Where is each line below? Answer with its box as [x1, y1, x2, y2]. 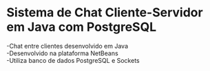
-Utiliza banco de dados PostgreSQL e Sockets [6, 56, 140, 64]
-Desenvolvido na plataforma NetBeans [6, 49, 118, 57]
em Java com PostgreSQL [6, 19, 156, 35]
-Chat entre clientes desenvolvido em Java [6, 42, 129, 50]
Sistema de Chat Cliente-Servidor [6, 5, 204, 20]
